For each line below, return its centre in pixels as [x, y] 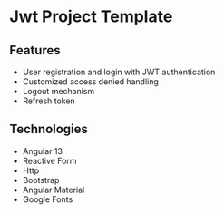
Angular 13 [43, 151]
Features [35, 50]
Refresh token [49, 101]
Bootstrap [41, 180]
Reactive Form [49, 160]
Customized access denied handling [90, 82]
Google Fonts [48, 199]
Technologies [49, 129]
